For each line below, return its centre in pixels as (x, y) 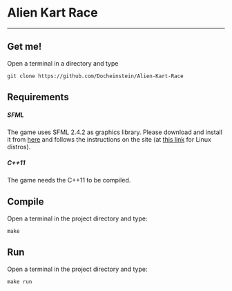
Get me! (25, 47)
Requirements (38, 97)
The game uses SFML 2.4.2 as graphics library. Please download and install (115, 132)
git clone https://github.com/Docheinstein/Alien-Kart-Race (96, 76)
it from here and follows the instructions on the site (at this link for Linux (109, 140)
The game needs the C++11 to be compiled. (69, 180)
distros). (19, 147)
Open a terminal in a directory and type (63, 63)
